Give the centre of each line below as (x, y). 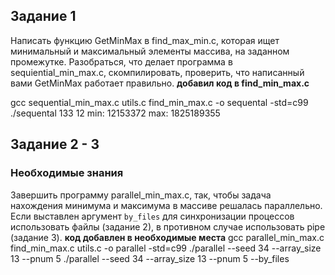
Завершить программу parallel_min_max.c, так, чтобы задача (141, 195)
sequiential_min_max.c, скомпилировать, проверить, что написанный (157, 72)
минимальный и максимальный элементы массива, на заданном (150, 51)
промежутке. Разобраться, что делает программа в (121, 61)
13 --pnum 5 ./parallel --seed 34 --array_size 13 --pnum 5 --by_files (150, 258)
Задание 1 (43, 16)
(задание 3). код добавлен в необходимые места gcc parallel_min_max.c (167, 237)
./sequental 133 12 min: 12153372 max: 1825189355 (115, 113)
